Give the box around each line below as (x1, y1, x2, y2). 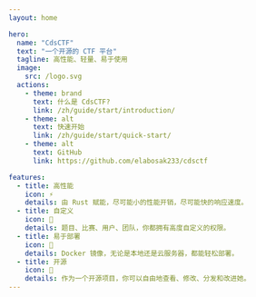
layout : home (8, 13, 58, 23)
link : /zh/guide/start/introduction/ (32, 105, 176, 114)
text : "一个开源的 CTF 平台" (16, 46, 117, 55)
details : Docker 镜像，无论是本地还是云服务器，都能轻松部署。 (25, 249, 239, 258)
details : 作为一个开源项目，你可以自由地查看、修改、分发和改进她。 (25, 274, 251, 283)
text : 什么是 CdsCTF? (32, 97, 111, 106)
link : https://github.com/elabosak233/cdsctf (32, 156, 208, 165)
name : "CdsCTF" (16, 38, 74, 47)
